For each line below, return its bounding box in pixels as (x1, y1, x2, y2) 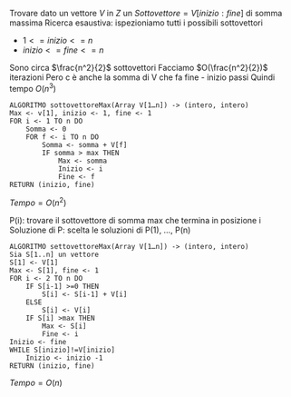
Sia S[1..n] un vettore (9, 250, 100, 260)
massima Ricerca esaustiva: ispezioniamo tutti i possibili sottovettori (9, 17, 263, 28)
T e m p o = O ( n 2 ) (9, 195, 67, 208)
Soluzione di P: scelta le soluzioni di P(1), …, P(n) (9, 224, 191, 235)
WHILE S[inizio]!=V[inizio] (9, 345, 116, 355)
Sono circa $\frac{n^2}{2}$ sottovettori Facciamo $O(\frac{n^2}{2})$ (9, 63, 268, 73)
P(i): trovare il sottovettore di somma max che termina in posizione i (9, 215, 261, 226)
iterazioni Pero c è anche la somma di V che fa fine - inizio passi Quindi (9, 72, 276, 83)
